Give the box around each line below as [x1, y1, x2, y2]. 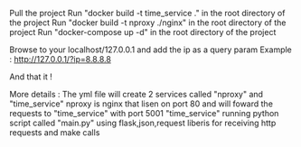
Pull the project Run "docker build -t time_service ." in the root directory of [9, 8, 286, 18]
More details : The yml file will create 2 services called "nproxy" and [9, 89, 264, 99]
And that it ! [9, 71, 52, 82]
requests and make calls [9, 127, 100, 138]
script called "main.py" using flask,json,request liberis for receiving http [9, 117, 277, 128]
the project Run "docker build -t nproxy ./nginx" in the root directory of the [9, 17, 287, 28]
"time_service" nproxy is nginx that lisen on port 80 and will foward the [9, 98, 274, 109]
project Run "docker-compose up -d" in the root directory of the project [9, 27, 277, 37]
